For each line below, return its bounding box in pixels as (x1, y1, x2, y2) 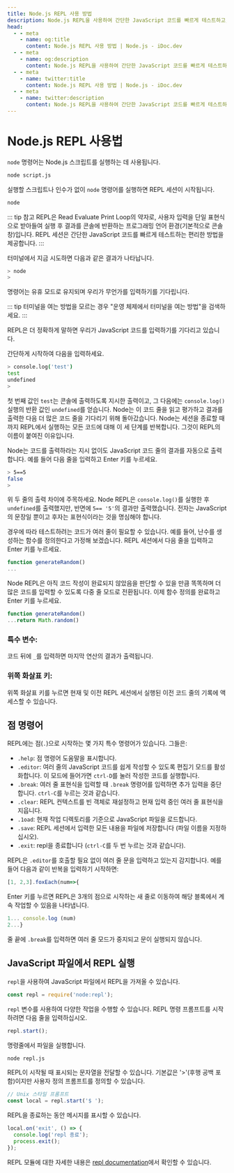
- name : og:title (19, 36, 70, 43)
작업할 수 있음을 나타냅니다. (14, 901, 89, 910)
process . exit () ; (13, 1137, 61, 1145)
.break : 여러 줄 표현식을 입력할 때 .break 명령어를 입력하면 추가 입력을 (17, 780, 209, 789)
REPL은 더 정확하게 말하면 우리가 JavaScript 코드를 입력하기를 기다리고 (7, 326, 202, 334)
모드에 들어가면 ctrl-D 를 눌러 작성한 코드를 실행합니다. (51, 772, 200, 780)
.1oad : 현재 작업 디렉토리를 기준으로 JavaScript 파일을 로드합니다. (17, 815, 197, 824)
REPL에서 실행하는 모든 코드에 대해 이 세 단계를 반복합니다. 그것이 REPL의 (19, 422, 221, 431)
